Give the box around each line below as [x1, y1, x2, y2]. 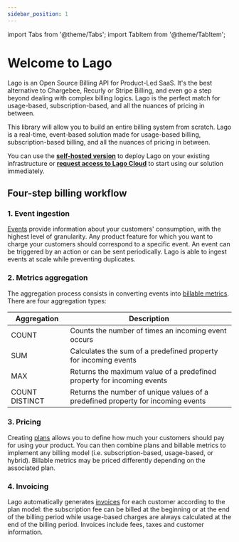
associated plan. [7, 464, 55, 472]
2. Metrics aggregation [7, 273, 88, 283]
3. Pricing [7, 417, 41, 427]
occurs [70, 334, 94, 344]
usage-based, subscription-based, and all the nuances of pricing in [7, 101, 205, 110]
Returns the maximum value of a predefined [70, 366, 217, 376]
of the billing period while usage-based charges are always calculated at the [7, 513, 232, 521]
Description [129, 313, 169, 323]
